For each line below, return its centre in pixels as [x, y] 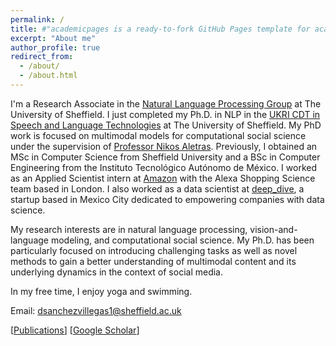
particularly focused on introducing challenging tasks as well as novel [154, 250]
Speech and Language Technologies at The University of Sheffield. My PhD [166, 125]
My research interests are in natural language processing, [129, 229]
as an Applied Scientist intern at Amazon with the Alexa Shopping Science [163, 178]
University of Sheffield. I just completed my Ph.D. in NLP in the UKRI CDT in [165, 114]
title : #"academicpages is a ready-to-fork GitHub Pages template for [160, 29]
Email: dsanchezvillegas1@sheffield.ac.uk [96, 310]
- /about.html [48, 76]
